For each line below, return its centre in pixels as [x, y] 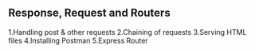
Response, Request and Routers [90, 13]
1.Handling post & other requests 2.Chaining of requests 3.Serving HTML [127, 32]
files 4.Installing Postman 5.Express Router [78, 40]
